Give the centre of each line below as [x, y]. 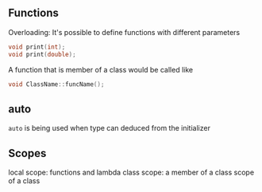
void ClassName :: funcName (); [56, 84]
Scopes [27, 153]
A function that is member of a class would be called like [100, 69]
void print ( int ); [37, 47]
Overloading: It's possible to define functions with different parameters [124, 32]
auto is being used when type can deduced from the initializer [109, 128]
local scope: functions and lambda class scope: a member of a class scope [131, 172]
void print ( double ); [42, 54]
